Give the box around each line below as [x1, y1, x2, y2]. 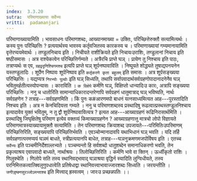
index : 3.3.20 [6, 8, 44, 15]
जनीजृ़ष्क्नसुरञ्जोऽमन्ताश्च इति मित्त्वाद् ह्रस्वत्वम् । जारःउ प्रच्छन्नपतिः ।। [6, 169, 130, 176]
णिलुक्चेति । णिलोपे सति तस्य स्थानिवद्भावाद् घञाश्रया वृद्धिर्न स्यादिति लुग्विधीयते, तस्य [6, 155, 163, 162]
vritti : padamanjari [6, 19, 60, 25]
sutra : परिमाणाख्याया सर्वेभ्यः [6, 14, 61, 20]
